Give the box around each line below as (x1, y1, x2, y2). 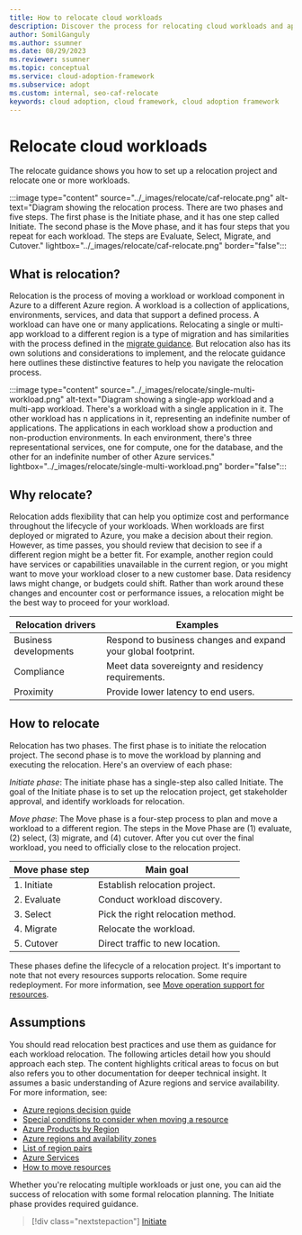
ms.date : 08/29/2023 (9, 47, 87, 56)
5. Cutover (13, 937, 58, 949)
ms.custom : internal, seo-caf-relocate (9, 88, 159, 97)
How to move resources (22, 1161, 111, 1172)
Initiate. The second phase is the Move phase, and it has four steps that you (9, 222, 290, 232)
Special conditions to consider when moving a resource (22, 1113, 229, 1124)
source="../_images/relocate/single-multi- (100, 385, 256, 395)
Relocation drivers (15, 618, 96, 631)
